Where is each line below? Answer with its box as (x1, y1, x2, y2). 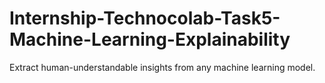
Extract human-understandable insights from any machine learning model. (9, 61, 316, 73)
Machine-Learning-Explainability (9, 28, 291, 51)
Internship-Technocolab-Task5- (9, 7, 281, 30)
